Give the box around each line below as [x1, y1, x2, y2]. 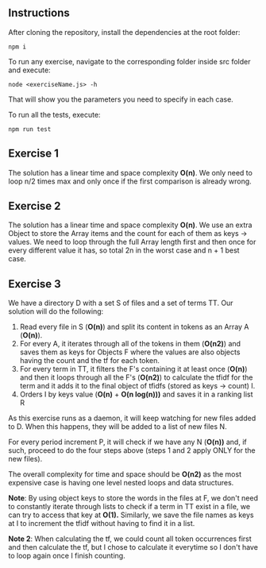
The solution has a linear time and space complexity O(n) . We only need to [8, 168, 253, 177]
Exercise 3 [8, 277, 61, 291]
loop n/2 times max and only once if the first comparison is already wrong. [8, 176, 252, 186]
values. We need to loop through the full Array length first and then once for [8, 238, 256, 247]
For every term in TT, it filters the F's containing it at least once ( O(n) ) [19, 365, 248, 374]
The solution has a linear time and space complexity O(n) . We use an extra [8, 220, 253, 230]
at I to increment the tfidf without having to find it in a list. [8, 519, 195, 528]
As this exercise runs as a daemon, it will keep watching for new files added [8, 413, 256, 423]
